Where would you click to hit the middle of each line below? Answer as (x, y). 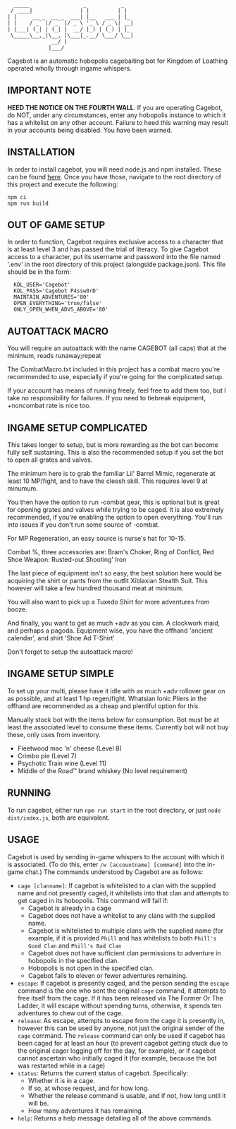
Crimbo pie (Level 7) (47, 755)
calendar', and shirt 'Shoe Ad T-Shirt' (61, 638)
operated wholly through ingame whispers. (69, 68)
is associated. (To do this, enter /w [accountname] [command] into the (106, 864)
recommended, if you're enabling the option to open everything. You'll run (115, 518)
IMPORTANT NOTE (49, 91)
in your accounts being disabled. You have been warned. (90, 130)
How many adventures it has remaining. (86, 1111)
